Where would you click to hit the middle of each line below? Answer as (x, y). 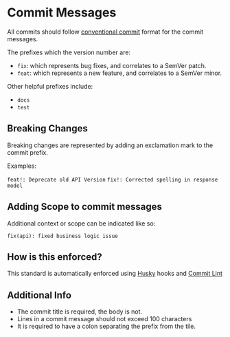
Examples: (22, 166)
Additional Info (39, 295)
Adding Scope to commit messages (85, 207)
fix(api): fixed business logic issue (62, 236)
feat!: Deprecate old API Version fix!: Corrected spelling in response (113, 180)
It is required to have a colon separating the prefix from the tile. (106, 326)
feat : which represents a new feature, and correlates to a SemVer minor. (119, 73)
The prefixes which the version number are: (69, 52)
